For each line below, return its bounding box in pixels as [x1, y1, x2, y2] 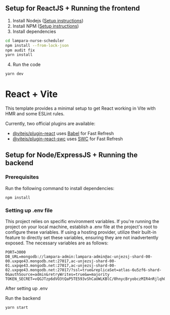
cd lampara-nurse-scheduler [5, 38, 65, 43]
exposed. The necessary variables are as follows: [5, 240, 109, 246]
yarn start [5, 305, 28, 310]
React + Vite [5, 88, 58, 100]
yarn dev [5, 71, 24, 77]
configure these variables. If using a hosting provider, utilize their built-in [5, 229, 157, 235]
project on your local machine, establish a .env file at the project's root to [5, 224, 158, 230]
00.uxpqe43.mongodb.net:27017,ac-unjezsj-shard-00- [5, 259, 116, 264]
